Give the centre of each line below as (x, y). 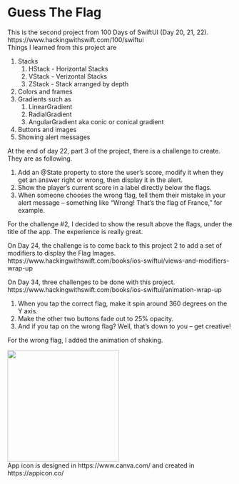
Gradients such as (44, 99)
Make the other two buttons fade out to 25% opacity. (96, 318)
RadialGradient (50, 114)
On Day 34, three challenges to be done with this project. (91, 282)
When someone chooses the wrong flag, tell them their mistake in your (122, 195)
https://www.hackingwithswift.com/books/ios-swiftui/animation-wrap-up (115, 289)
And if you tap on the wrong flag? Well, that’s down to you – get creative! (124, 326)
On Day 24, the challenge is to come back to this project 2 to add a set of (115, 245)
